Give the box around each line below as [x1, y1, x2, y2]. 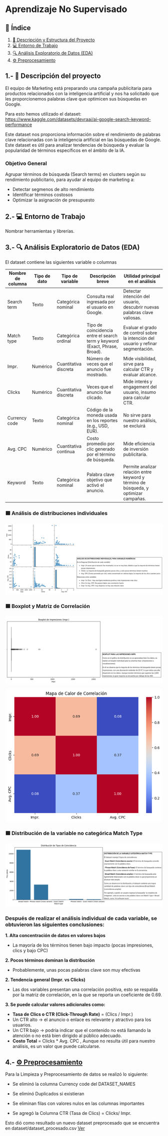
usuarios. [12, 1022, 32, 1028]
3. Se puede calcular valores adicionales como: [5, 1001, 105, 1008]
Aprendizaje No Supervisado [5, 4, 127, 15]
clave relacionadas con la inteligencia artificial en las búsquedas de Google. [5, 137, 161, 143]
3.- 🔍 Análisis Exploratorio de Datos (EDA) [5, 243, 140, 252]
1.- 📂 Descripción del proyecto [5, 72, 101, 80]
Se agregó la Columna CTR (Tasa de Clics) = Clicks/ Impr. [12, 1110, 131, 1116]
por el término [86, 451, 116, 457]
